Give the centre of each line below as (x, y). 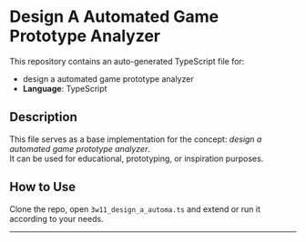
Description (43, 117)
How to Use (43, 187)
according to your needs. (56, 218)
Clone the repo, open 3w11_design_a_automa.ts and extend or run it (135, 209)
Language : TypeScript (65, 88)
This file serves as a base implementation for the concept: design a (136, 139)
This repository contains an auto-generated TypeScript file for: (127, 61)
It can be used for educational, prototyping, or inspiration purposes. (137, 158)
